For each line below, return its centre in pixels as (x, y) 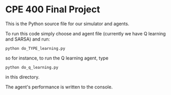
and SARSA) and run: (28, 39)
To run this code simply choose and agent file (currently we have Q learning (85, 33)
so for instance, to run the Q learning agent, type (57, 58)
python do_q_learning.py (32, 67)
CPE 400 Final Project (53, 9)
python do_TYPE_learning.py (35, 48)
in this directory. (22, 77)
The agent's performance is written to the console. (59, 87)
